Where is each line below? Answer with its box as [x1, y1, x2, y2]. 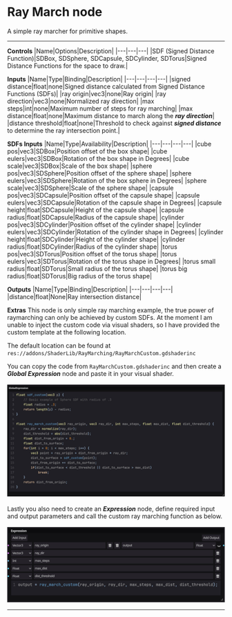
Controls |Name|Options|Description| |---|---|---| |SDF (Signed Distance [7, 46, 215, 55]
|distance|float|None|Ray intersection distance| [7, 292, 142, 301]
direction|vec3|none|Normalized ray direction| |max [7, 97, 155, 105]
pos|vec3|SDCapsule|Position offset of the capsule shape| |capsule [7, 191, 200, 199]
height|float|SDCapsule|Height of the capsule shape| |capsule [7, 205, 184, 214]
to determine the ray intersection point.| [7, 126, 120, 135]
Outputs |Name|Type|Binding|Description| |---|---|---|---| [7, 285, 173, 294]
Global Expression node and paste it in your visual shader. [7, 369, 174, 377]
